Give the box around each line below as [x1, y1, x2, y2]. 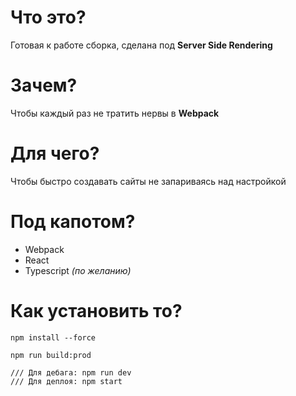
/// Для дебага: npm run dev [10, 367, 132, 378]
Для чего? [10, 142, 100, 165]
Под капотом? [10, 211, 136, 233]
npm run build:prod [10, 350, 92, 360]
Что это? [10, 6, 87, 29]
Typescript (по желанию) [24, 264, 132, 276]
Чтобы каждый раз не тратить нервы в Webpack [10, 107, 220, 119]
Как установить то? [10, 299, 183, 322]
